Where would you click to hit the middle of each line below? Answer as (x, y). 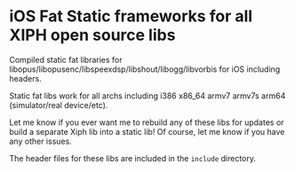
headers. (25, 78)
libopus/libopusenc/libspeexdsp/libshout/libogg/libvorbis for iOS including (145, 69)
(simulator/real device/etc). (59, 105)
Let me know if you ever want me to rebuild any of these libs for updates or (147, 122)
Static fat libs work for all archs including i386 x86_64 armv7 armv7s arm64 (147, 96)
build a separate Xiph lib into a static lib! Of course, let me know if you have (147, 131)
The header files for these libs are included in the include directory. (132, 158)
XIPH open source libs (92, 35)
